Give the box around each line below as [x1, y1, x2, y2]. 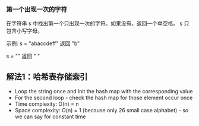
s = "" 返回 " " [6, 52, 40, 60]
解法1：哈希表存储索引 [6, 71, 88, 81]
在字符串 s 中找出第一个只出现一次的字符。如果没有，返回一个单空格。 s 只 [6, 20, 189, 27]
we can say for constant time [14, 113, 86, 120]
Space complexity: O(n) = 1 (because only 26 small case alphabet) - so [14, 107, 189, 114]
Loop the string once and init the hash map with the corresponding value [14, 88, 193, 95]
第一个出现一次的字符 [6, 5, 67, 13]
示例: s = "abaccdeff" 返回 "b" [6, 40, 80, 47]
